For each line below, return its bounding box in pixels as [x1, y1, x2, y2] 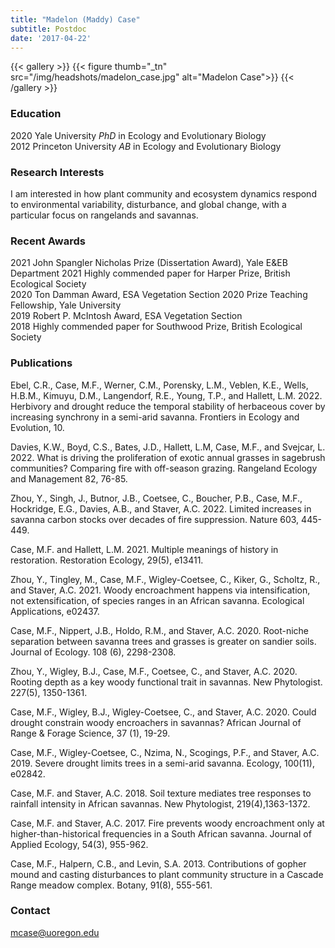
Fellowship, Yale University [10, 299, 122, 311]
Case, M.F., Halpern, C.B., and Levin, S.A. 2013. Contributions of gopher [10, 857, 307, 870]
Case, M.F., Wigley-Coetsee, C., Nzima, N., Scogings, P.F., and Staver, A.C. [10, 746, 320, 758]
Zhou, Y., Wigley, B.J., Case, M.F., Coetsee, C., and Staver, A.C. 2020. [10, 665, 298, 677]
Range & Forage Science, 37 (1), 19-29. [10, 727, 171, 739]
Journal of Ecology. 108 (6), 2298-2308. [10, 646, 177, 658]
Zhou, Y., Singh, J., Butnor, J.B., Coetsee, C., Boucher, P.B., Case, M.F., [10, 492, 303, 504]
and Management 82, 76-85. [10, 472, 128, 485]
